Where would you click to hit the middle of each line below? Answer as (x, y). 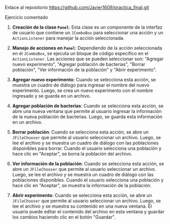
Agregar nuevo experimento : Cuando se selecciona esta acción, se (84, 80)
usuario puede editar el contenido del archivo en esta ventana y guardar (88, 211)
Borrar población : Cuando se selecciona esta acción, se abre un (80, 132)
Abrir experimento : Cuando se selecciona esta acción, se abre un (82, 195)
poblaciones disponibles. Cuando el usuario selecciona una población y (88, 180)
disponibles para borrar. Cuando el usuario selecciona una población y (87, 148)
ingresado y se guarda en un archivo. (51, 96)
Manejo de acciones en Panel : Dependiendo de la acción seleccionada (87, 48)
